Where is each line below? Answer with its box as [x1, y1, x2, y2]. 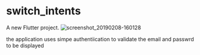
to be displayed [6, 42, 44, 49]
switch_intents [6, 4, 81, 18]
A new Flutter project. [6, 24, 60, 31]
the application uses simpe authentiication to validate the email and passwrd [6, 35, 194, 42]
